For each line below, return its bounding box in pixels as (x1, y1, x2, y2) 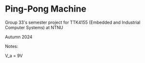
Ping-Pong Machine (5, 3, 87, 15)
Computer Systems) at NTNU (5, 24, 64, 30)
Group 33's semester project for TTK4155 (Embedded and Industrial (5, 19, 141, 25)
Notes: (5, 43, 18, 49)
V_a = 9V (5, 52, 23, 59)
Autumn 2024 (5, 34, 33, 40)
